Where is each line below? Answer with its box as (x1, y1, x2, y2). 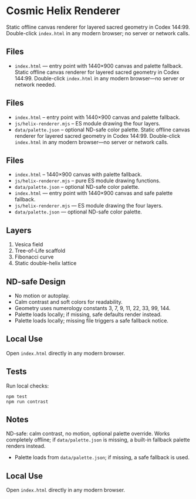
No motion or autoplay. (14, 292, 70, 299)
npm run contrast (6, 399, 49, 405)
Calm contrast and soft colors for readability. (14, 298, 123, 305)
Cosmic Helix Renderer (6, 4, 120, 18)
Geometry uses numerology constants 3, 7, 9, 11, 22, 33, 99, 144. (14, 305, 171, 311)
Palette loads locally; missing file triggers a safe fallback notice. (14, 317, 169, 324)
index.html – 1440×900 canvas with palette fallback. (14, 171, 143, 178)
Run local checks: (6, 382, 49, 389)
